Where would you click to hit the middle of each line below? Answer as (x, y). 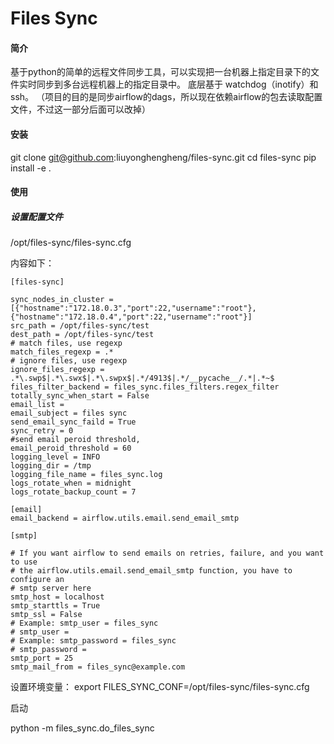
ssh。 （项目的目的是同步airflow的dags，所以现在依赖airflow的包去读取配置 (166, 97)
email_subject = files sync (69, 413)
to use (24, 562)
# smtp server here (51, 588)
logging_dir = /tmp (51, 466)
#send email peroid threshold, (75, 440)
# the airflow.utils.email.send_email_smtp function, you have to (151, 571)
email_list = (37, 405)
